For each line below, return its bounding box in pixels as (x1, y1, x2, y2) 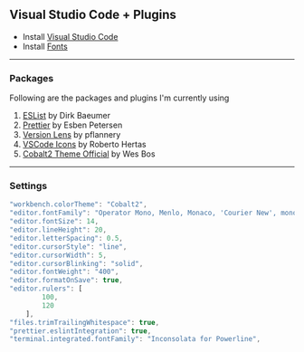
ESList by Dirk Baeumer (22, 110, 111, 121)
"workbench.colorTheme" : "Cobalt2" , (9, 200, 147, 209)
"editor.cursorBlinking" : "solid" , (9, 259, 144, 268)
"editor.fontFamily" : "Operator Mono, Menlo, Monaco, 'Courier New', (9, 208, 278, 218)
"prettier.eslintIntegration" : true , (9, 326, 152, 336)
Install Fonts (22, 41, 68, 52)
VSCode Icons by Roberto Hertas (22, 139, 147, 150)
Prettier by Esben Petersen (22, 119, 123, 130)
